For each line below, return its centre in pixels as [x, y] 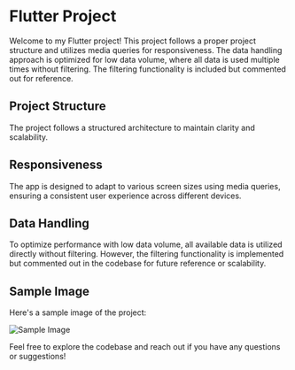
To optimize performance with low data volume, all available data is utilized [146, 244]
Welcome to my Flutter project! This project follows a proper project [133, 41]
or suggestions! [38, 357]
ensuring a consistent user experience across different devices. [125, 196]
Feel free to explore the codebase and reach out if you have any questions [145, 347]
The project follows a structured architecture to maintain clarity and [132, 127]
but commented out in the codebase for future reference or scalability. [138, 264]
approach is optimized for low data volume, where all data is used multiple [145, 59]
